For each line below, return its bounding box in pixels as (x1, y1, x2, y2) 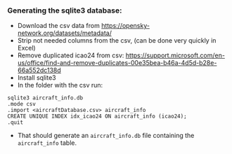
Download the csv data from (17, 22, 100, 30)
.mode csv (7, 101, 37, 108)
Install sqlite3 (17, 73, 56, 82)
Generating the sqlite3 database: (7, 6, 122, 15)
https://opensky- (101, 22, 150, 30)
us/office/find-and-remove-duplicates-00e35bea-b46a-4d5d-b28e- (17, 59, 217, 67)
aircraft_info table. (17, 139, 77, 147)
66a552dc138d (17, 66, 61, 75)
